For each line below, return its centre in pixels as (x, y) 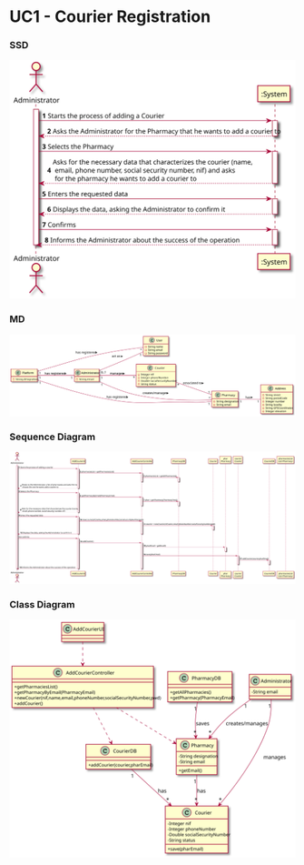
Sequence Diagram (53, 437)
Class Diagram (42, 604)
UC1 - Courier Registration (110, 17)
